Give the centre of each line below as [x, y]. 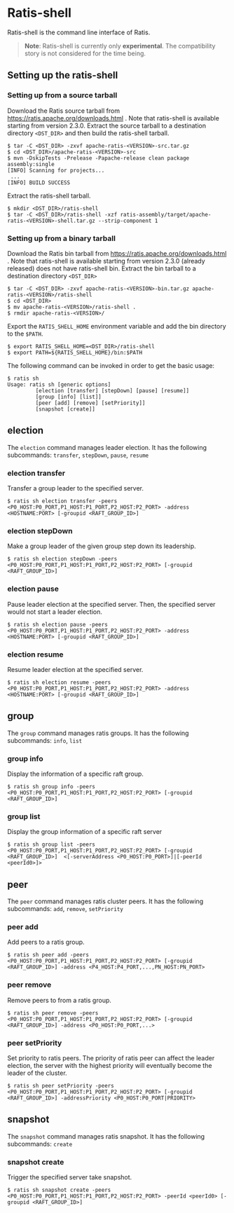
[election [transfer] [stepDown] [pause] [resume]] [112, 390]
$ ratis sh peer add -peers [48, 955]
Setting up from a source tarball [62, 95]
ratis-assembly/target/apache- [166, 214]
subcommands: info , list [45, 740]
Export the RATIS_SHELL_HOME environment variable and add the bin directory [117, 326]
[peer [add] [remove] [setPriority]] [90, 403]
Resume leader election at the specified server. [75, 669]
